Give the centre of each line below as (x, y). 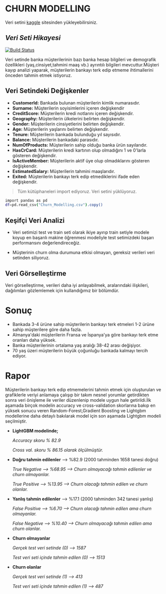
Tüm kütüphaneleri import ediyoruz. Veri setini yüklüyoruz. (77, 191)
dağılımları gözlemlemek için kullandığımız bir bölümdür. (62, 290)
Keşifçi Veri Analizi (35, 220)
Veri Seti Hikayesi (33, 38)
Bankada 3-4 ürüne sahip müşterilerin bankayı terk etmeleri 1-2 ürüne (83, 324)
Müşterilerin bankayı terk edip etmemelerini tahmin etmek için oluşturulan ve (83, 389)
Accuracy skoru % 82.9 (36, 440)
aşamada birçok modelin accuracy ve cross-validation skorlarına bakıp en (80, 405)
